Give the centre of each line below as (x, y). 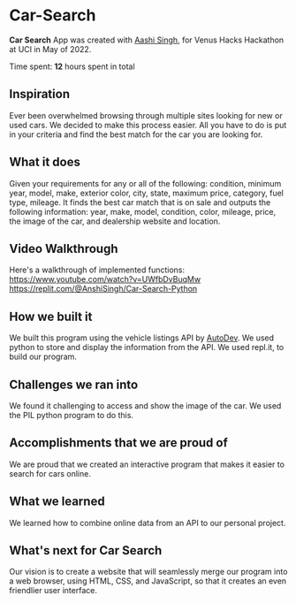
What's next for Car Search (86, 550)
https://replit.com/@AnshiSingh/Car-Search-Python (103, 289)
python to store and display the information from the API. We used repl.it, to (147, 347)
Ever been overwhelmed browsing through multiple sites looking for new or (146, 115)
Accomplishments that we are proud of (118, 443)
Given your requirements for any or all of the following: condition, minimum (145, 183)
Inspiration (40, 94)
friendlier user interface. (53, 591)
